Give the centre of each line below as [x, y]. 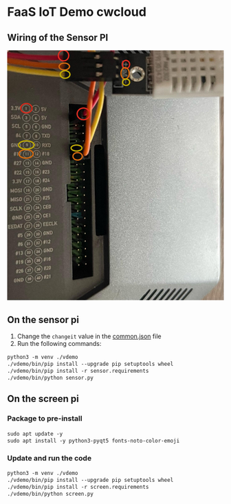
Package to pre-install [45, 418]
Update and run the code [49, 458]
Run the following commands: [59, 344]
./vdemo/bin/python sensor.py [51, 378]
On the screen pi [43, 399]
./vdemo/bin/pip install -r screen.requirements [78, 487]
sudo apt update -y [35, 434]
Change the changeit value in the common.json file [89, 336]
